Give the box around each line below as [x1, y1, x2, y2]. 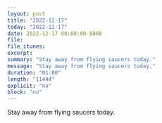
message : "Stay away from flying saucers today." [7, 63, 156, 70]
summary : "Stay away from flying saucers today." [7, 56, 156, 63]
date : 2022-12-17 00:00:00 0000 [7, 30, 102, 37]
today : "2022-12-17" [7, 23, 68, 30]
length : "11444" [7, 75, 55, 83]
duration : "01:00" [7, 69, 61, 76]
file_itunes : [7, 43, 46, 50]
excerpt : [7, 50, 33, 57]
